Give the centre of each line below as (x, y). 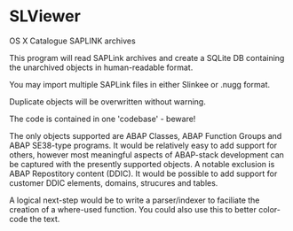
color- (270, 209)
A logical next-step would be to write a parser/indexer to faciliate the (135, 200)
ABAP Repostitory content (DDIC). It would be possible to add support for (143, 173)
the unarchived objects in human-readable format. (101, 67)
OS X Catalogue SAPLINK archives (72, 41)
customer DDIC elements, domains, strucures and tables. (114, 182)
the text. (45, 219)
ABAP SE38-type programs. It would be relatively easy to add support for (143, 145)
